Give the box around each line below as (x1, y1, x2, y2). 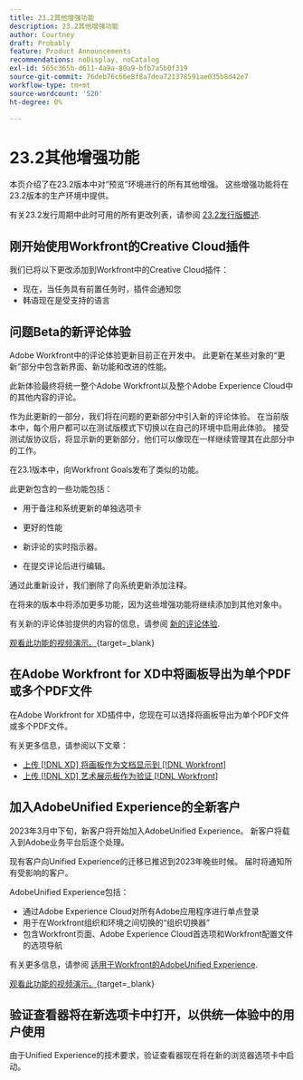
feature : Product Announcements (9, 47, 131, 56)
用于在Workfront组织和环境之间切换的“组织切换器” (22, 917, 211, 928)
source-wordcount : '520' (9, 89, 103, 98)
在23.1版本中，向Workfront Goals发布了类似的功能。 (9, 464, 204, 475)
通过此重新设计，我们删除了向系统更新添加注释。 (9, 579, 192, 590)
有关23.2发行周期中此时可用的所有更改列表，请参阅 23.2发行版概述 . (9, 209, 261, 220)
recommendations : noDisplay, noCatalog (9, 55, 160, 64)
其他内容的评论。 (16, 391, 81, 402)
